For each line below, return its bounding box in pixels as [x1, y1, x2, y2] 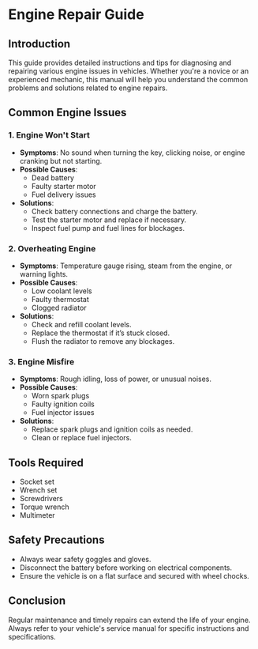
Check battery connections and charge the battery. [31, 206, 198, 216]
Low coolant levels [31, 286, 92, 296]
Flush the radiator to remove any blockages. [31, 336, 175, 345]
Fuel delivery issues [31, 190, 96, 199]
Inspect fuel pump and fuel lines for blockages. [31, 223, 185, 232]
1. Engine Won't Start [8, 130, 91, 141]
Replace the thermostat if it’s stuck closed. [31, 328, 170, 338]
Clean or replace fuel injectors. [31, 433, 132, 443]
